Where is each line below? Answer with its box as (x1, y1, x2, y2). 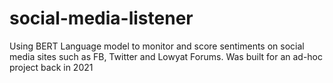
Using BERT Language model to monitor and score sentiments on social (9, 40, 305, 52)
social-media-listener (9, 7, 194, 30)
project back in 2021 (9, 61, 94, 73)
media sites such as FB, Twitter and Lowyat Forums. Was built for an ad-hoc (9, 50, 323, 62)
